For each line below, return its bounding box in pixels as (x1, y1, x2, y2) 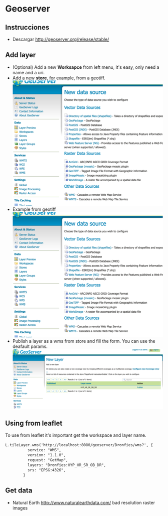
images (12, 505, 28, 511)
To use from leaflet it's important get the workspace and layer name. (5, 432, 146, 438)
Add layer (5, 51, 36, 59)
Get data (5, 486, 32, 495)
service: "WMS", (27, 448, 61, 453)
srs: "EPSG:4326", (27, 468, 66, 473)
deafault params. (12, 343, 48, 349)
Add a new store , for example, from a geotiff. (12, 75, 105, 81)
